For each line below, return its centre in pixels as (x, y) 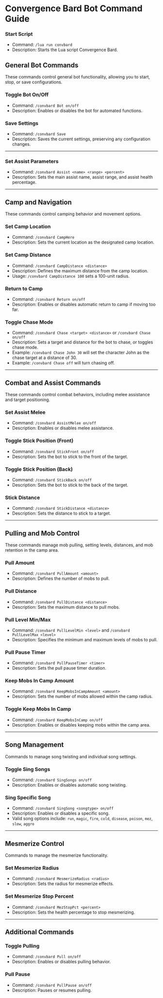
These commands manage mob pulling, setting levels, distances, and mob (79, 545)
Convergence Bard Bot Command (74, 9)
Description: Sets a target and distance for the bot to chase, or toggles (82, 342)
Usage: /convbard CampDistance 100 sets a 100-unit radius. (71, 276)
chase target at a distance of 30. (45, 358)
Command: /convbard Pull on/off (46, 957)
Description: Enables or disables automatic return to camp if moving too (84, 304)
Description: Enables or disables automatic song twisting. (69, 785)
